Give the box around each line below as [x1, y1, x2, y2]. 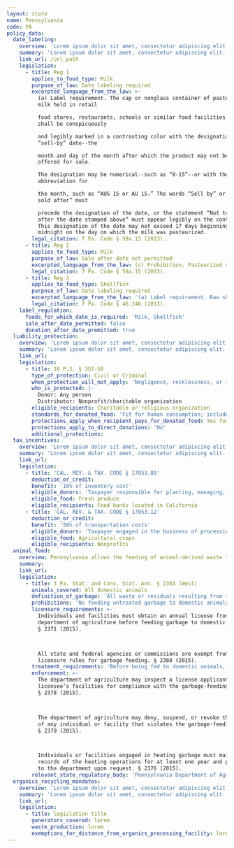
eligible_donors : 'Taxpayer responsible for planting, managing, [31, 489, 226, 496]
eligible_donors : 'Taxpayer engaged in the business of [31, 528, 198, 535]
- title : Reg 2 [24, 242, 70, 249]
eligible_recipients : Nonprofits [31, 541, 129, 548]
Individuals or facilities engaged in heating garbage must [37, 752, 217, 759]
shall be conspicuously [37, 120, 108, 127]
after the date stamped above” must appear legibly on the [37, 216, 214, 223]
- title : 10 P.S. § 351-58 [24, 365, 104, 373]
